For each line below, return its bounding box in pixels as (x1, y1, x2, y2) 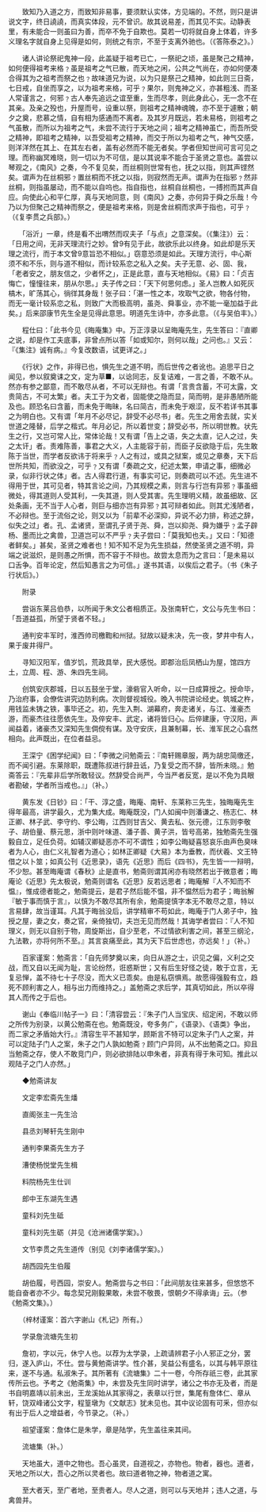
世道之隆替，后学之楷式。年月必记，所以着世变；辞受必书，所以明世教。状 (8, 421, 251, 431)
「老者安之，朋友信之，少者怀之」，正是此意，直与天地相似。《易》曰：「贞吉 (8, 269, 255, 278)
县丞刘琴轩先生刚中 (21, 1126, 85, 1136)
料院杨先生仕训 (21, 1177, 71, 1186)
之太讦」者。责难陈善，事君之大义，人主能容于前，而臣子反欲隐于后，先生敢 (8, 441, 258, 451)
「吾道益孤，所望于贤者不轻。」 (8, 614, 109, 623)
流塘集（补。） (21, 1442, 67, 1451)
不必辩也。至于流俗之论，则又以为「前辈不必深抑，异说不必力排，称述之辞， (8, 511, 258, 520)
